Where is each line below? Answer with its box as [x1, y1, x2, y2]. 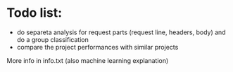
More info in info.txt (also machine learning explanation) [6, 56, 169, 64]
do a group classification [16, 35, 89, 43]
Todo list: [6, 5, 63, 21]
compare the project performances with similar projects [16, 43, 179, 51]
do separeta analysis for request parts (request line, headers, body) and [16, 28, 226, 36]
